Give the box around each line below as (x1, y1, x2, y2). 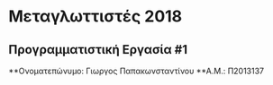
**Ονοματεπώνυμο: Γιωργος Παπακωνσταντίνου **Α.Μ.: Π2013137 (8, 65, 265, 76)
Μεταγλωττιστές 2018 (8, 6, 183, 27)
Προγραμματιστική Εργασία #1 (8, 42, 188, 57)
